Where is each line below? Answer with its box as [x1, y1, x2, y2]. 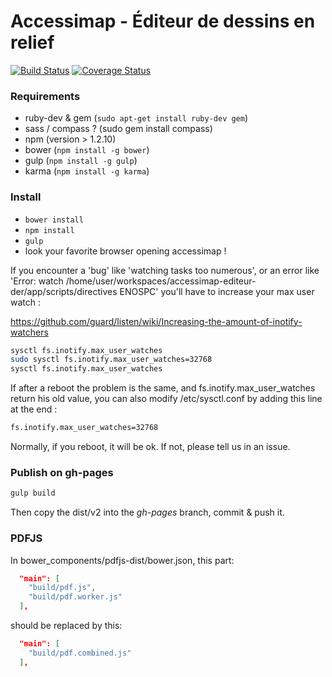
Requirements [10, 89, 81, 103]
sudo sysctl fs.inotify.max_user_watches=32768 [10, 355, 213, 365]
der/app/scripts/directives [10, 285, 118, 297]
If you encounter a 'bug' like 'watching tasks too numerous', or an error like [10, 264, 320, 276]
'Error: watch [10, 275, 64, 287]
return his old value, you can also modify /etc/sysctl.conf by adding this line [10, 393, 323, 405]
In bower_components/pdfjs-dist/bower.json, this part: [10, 554, 235, 566]
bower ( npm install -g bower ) [24, 144, 150, 156]
